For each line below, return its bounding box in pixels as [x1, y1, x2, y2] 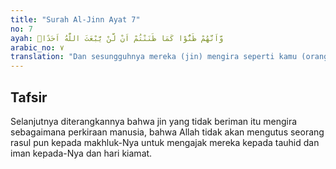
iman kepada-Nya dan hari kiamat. [10, 147, 153, 159]
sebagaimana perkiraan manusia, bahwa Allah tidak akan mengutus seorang [10, 126, 325, 138]
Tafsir [10, 89, 48, 106]
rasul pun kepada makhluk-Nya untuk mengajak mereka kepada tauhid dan [10, 136, 320, 148]
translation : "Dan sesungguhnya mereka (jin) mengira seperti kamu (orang [10, 52, 329, 62]
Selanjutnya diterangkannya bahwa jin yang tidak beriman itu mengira [10, 115, 298, 127]
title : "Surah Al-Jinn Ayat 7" [10, 14, 141, 25]
